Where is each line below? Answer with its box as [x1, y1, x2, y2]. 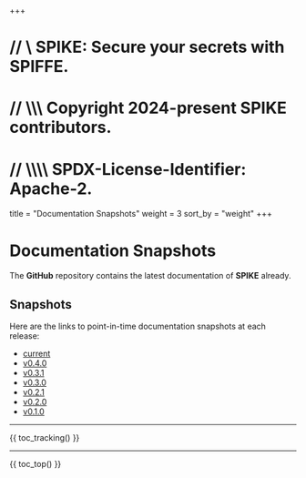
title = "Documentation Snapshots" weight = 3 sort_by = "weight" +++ [9, 208, 273, 219]
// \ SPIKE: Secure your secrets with [9, 37, 285, 57]
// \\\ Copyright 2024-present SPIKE [9, 97, 287, 118]
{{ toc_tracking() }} [9, 432, 80, 443]
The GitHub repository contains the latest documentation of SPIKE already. [9, 270, 291, 281]
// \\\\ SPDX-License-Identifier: [9, 158, 247, 179]
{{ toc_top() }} [9, 459, 62, 470]
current [22, 348, 51, 360]
